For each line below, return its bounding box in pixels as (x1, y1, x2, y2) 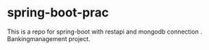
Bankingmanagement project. (7, 34, 90, 42)
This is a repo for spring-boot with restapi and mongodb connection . (7, 27, 202, 36)
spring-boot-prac (7, 5, 109, 21)
